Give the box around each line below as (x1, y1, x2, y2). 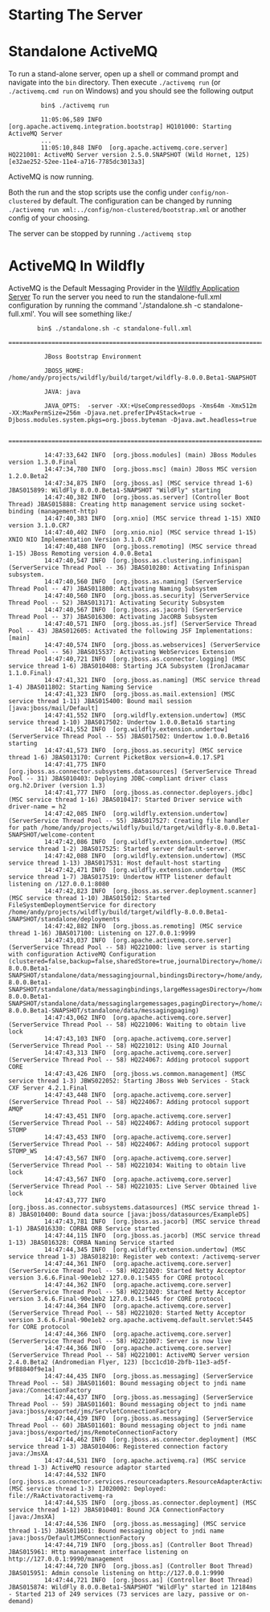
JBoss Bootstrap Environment (43, 353, 142, 361)
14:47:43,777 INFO (43, 1197, 106, 1205)
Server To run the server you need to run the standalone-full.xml (8, 292, 223, 302)
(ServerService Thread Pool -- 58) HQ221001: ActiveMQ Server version (8, 1352, 250, 1360)
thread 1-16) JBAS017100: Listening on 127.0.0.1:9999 (8, 930, 196, 938)
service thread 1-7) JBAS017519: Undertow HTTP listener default (8, 874, 231, 882)
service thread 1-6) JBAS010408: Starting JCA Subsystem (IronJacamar (8, 662, 250, 670)
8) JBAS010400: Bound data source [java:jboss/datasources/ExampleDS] (8, 1211, 250, 1219)
